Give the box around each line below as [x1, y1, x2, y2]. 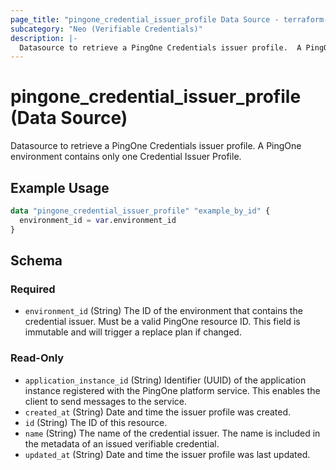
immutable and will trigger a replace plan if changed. [24, 326, 242, 338]
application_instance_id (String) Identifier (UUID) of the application [24, 374, 307, 386]
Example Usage [10, 179, 110, 196]
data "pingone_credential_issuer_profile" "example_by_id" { [10, 206, 271, 216]
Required [10, 282, 56, 296]
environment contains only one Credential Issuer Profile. [10, 151, 242, 163]
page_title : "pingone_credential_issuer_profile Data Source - [10, 14, 280, 25]
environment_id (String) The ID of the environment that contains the [24, 305, 303, 317]
